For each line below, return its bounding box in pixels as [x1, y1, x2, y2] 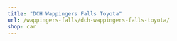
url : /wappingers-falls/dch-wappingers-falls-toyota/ [7, 17, 171, 24]
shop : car [7, 23, 37, 30]
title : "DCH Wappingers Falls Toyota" [7, 10, 122, 17]
